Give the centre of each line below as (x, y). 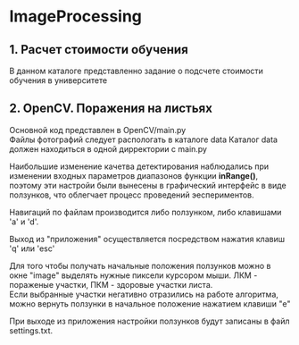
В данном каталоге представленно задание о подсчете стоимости (136, 71)
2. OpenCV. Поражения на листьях (111, 109)
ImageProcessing (76, 17)
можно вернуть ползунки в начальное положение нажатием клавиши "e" (150, 303)
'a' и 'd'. (24, 222)
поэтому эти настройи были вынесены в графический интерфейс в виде (148, 185)
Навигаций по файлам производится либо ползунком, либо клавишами (145, 212)
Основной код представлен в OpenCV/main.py (98, 130)
